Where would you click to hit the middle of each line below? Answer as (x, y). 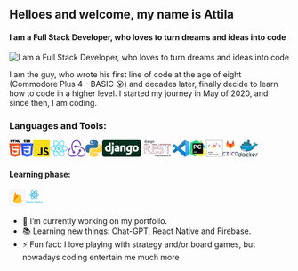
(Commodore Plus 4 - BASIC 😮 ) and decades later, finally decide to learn (144, 84)
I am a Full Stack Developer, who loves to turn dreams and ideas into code (148, 37)
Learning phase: (40, 175)
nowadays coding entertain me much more (101, 258)
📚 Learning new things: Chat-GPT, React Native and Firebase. (137, 231)
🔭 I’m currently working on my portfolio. (94, 221)
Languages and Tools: (58, 125)
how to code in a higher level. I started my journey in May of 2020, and (139, 93)
